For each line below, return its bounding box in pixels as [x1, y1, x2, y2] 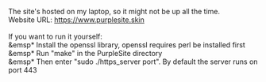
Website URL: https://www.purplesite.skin [8, 15, 145, 24]
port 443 [8, 65, 37, 74]
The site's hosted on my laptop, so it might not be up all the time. [8, 7, 221, 16]
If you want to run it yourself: [8, 32, 103, 41]
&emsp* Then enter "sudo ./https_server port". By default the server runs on [8, 57, 258, 66]
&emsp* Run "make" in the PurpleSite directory [8, 49, 163, 58]
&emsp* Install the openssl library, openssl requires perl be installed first [8, 40, 246, 50]
